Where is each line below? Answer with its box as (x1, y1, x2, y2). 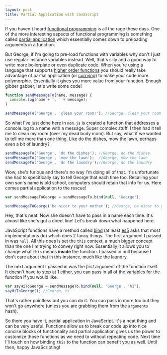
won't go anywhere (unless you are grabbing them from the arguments (5, 303, 148, 309)
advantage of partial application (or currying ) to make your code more (5, 72, 149, 78)
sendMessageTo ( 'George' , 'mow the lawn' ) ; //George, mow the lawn (5, 155, 148, 160)
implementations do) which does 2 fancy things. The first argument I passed (5, 233, 162, 239)
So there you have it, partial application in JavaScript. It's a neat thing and (5, 318, 157, 324)
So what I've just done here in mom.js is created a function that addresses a (5, 120, 159, 126)
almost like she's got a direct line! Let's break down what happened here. (5, 218, 155, 224)
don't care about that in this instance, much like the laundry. (5, 254, 128, 260)
